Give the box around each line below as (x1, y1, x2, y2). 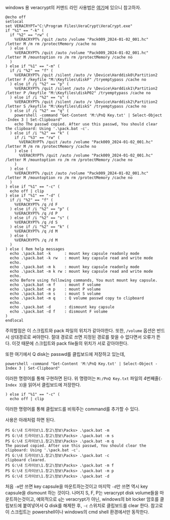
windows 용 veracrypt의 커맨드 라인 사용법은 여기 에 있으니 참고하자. (5, 5, 142, 10)
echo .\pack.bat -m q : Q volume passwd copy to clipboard (10, 296, 144, 301)
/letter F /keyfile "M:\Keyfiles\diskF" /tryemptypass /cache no (5, 77, 146, 82)
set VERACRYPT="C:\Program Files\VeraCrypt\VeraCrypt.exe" (5, 23, 133, 29)
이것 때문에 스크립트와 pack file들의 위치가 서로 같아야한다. (12, 341, 129, 346)
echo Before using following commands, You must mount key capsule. (10, 278, 158, 283)
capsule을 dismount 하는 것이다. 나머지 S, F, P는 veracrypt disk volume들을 (5, 490, 159, 496)
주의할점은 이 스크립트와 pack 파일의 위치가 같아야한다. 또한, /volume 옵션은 (5, 328, 156, 333)
